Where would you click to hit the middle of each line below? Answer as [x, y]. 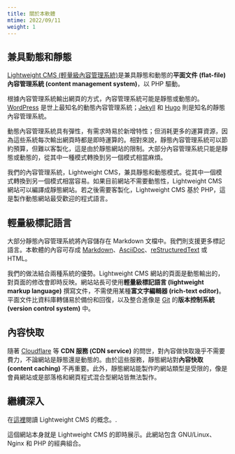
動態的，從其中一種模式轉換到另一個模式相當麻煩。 [93, 158]
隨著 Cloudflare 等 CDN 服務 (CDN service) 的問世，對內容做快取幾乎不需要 [116, 350]
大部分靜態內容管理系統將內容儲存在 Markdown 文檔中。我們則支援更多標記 [116, 241]
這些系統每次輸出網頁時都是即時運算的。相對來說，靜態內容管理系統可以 [117, 140]
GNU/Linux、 [197, 434]
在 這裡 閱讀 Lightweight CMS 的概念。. [62, 419]
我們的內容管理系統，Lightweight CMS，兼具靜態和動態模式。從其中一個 [112, 172]
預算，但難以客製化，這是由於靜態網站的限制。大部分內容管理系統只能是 [117, 149]
